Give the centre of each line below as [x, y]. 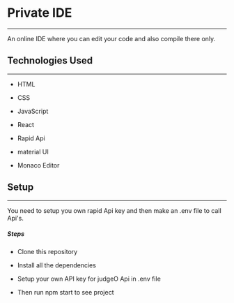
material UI [33, 151]
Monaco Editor [38, 165]
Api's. [16, 218]
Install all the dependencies [56, 265]
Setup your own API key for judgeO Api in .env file [89, 279]
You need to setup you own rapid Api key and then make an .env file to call [114, 210]
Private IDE [40, 13]
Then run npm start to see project [65, 292]
